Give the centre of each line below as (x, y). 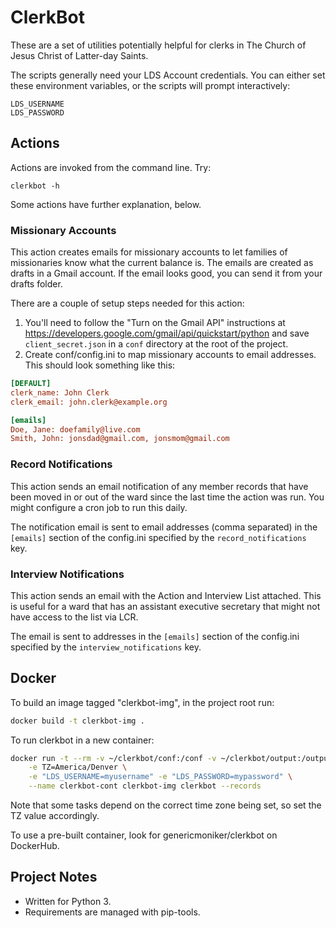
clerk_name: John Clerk (60, 392)
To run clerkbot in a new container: (82, 740)
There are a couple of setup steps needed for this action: (127, 303)
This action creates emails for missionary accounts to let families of (149, 252)
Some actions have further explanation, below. (106, 204)
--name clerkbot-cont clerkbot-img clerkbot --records (145, 786)
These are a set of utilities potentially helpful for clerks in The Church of (158, 45)
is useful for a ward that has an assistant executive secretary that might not (165, 606)
